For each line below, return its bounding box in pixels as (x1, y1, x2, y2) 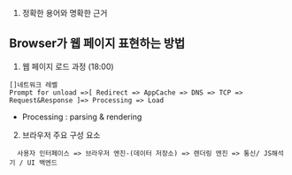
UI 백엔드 (27, 158, 58, 167)
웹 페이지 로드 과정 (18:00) (21, 61, 114, 72)
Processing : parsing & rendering (21, 111, 142, 122)
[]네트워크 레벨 (9, 80, 58, 89)
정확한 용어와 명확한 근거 (21, 8, 108, 18)
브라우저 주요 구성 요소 (21, 129, 101, 140)
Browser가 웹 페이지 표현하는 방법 (9, 36, 186, 51)
